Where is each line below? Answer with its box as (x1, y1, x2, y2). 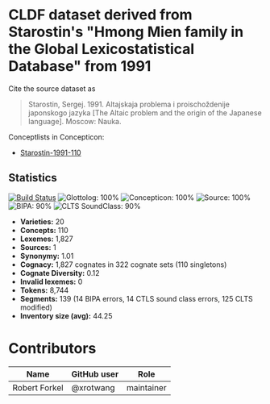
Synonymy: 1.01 (19, 251, 74, 260)
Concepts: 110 (19, 225, 69, 235)
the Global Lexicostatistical (8, 40, 195, 58)
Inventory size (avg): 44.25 (19, 310, 113, 320)
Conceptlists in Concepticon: (8, 131, 105, 142)
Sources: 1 (19, 242, 56, 252)
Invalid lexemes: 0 (19, 277, 83, 286)
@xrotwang (71, 381, 115, 393)
